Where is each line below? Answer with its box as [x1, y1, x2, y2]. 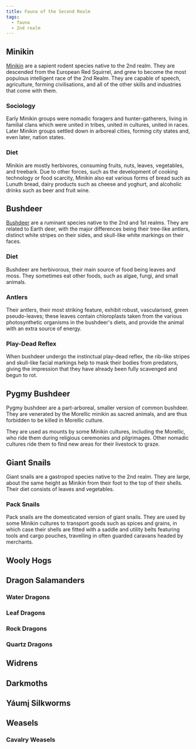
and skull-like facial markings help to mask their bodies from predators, [6, 359, 178, 367]
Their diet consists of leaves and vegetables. [6, 485, 114, 493]
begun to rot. [6, 372, 38, 379]
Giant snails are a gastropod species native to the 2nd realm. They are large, [6, 473, 191, 480]
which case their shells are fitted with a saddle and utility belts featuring [6, 526, 180, 533]
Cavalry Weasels [6, 736, 56, 744]
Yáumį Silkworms [6, 698, 71, 708]
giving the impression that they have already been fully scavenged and [6, 365, 177, 372]
